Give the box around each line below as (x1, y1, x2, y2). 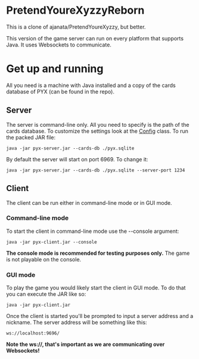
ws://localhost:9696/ (6, 330, 60, 336)
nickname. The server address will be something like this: (6, 319, 147, 326)
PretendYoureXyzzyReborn (6, 4, 145, 17)
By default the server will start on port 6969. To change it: (6, 155, 148, 163)
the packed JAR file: (6, 133, 56, 141)
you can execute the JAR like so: (6, 291, 86, 298)
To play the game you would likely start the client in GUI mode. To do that (6, 284, 186, 292)
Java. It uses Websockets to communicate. (6, 41, 112, 48)
